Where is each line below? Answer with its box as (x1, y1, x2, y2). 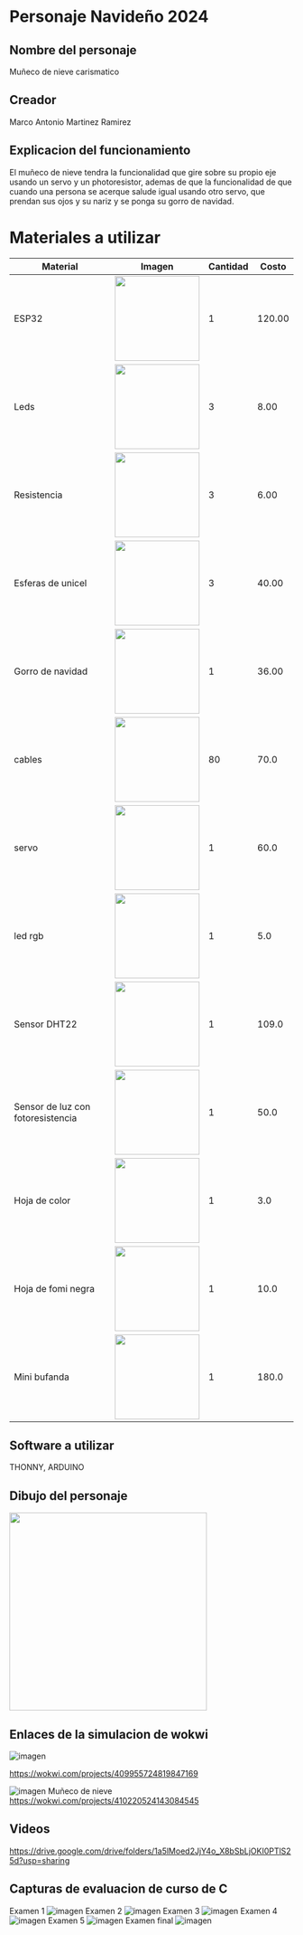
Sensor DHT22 (14, 1018, 78, 1030)
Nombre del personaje (9, 43, 137, 58)
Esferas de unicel (14, 576, 87, 589)
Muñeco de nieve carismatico (9, 66, 120, 77)
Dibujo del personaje (9, 1488, 128, 1503)
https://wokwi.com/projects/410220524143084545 (9, 1796, 199, 1806)
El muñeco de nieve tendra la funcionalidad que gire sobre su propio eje (9, 166, 277, 177)
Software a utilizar (9, 1437, 115, 1453)
